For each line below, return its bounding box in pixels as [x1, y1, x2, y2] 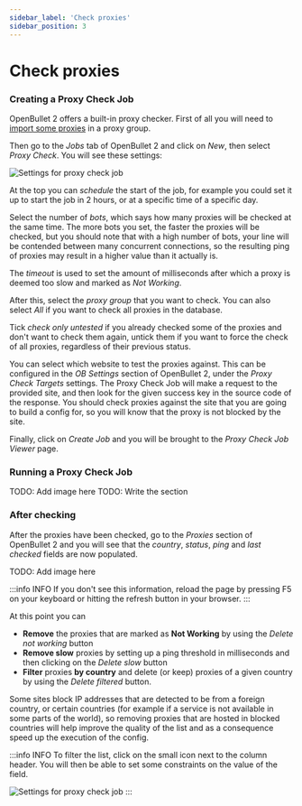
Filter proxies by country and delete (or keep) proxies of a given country [22, 666, 293, 677]
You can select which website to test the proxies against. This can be [9, 358, 266, 369]
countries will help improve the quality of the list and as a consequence [9, 722, 274, 733]
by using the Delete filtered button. [22, 676, 151, 687]
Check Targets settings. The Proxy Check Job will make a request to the [9, 377, 278, 388]
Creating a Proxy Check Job [9, 92, 134, 105]
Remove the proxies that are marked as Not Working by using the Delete [22, 628, 294, 639]
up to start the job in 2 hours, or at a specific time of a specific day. [9, 194, 259, 205]
